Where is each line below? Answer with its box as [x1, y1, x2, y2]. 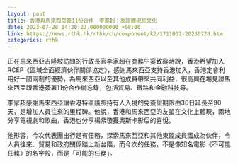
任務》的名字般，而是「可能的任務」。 [7, 149, 116, 158]
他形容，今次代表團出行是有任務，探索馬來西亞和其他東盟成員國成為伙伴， [7, 131, 225, 140]
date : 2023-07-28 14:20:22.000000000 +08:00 [7, 23, 141, 30]
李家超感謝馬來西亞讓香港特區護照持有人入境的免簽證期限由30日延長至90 [7, 98, 222, 107]
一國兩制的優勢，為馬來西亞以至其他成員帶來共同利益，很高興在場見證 [19, 75, 225, 83]
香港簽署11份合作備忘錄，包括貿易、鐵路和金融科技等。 [31, 83, 193, 92]
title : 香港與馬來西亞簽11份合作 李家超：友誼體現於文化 [7, 17, 157, 24]
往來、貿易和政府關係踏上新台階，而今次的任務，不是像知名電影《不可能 [19, 140, 231, 148]
